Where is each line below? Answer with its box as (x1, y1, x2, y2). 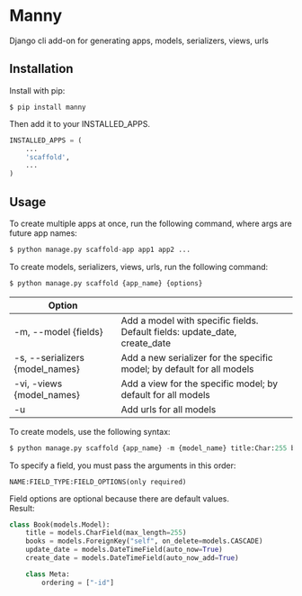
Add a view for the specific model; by (120, 377, 279, 390)
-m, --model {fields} (13, 325, 103, 338)
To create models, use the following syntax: (9, 426, 171, 437)
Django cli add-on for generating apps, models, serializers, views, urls (9, 35, 270, 46)
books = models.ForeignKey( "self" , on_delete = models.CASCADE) (25, 537, 263, 546)
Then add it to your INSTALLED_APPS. (9, 118, 151, 129)
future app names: (9, 227, 78, 239)
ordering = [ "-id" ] (41, 578, 115, 587)
